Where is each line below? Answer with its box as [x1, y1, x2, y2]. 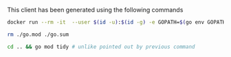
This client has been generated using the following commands [7, 6, 184, 14]
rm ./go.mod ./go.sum [7, 31, 69, 38]
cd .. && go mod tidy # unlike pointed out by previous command [7, 43, 195, 50]
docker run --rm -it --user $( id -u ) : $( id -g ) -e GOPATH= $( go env [7, 19, 205, 26]
